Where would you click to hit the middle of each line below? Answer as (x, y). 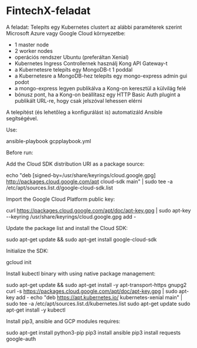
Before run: (20, 152)
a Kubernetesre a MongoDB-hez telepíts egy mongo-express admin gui (101, 76)
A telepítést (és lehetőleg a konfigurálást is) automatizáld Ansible (84, 112)
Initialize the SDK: (27, 251)
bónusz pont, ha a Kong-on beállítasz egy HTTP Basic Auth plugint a (97, 94)
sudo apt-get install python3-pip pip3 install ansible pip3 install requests (93, 332)
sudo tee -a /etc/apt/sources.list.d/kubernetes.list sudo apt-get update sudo (98, 303)
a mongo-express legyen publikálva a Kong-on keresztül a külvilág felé (100, 88)
